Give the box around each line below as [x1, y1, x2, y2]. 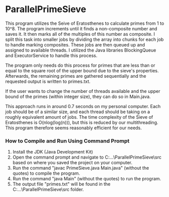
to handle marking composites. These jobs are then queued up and [5, 41, 145, 47]
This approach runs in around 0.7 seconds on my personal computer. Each [5, 103, 161, 109]
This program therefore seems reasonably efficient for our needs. [5, 125, 142, 131]
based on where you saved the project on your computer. [12, 160, 133, 166]
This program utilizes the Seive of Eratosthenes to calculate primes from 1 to [5, 20, 164, 26]
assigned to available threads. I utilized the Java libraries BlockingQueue [5, 47, 156, 53]
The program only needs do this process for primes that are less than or [5, 62, 155, 68]
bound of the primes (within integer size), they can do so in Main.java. [5, 93, 151, 100]
